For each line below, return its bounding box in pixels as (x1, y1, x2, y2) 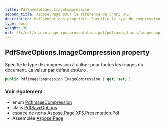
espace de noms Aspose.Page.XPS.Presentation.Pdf (12, 110, 120, 116)
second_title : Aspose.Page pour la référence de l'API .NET (5, 12, 132, 17)
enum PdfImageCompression (12, 99, 72, 105)
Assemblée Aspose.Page (12, 115, 64, 121)
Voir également (5, 88, 43, 95)
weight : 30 (5, 26, 28, 31)
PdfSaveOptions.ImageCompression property (5, 48, 150, 57)
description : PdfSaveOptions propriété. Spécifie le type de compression (5, 16, 161, 21)
